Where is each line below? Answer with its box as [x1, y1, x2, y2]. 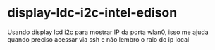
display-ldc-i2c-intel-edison [7, 5, 178, 21]
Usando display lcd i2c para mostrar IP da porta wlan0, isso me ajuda [7, 28, 209, 36]
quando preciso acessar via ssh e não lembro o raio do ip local [7, 35, 190, 43]
